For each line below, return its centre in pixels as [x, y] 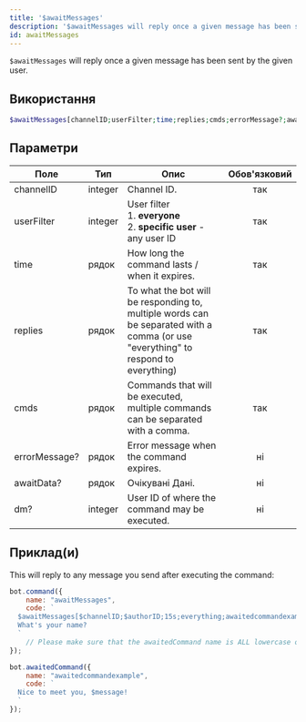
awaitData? [38, 483]
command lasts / [163, 264]
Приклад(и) [45, 553]
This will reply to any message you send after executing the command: [142, 575]
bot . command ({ [36, 591]
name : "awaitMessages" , [71, 600]
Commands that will [169, 385]
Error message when [172, 445]
